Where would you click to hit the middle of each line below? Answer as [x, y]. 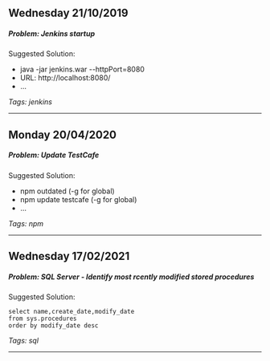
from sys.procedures [43, 319]
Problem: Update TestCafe [54, 155]
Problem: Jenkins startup [51, 33]
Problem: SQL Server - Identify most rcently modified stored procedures [131, 277]
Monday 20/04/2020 [63, 134]
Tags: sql [23, 341]
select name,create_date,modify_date [72, 312]
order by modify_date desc [53, 326]
